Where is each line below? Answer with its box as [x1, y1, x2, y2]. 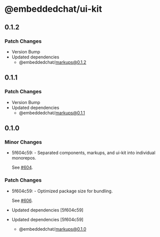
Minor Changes [4, 138, 42, 145]
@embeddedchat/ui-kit [4, 3, 102, 15]
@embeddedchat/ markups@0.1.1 [19, 109, 85, 116]
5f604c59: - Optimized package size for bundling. [11, 188, 113, 194]
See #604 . [11, 164, 33, 170]
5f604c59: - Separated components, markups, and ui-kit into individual [11, 150, 156, 156]
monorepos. [11, 155, 36, 161]
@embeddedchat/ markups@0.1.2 [19, 59, 87, 65]
